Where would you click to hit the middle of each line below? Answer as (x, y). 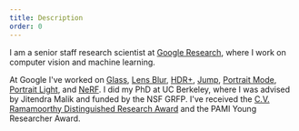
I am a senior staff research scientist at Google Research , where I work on (148, 52)
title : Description (46, 18)
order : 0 (26, 26)
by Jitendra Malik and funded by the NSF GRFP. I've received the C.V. (140, 99)
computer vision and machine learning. (83, 62)
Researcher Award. (45, 118)
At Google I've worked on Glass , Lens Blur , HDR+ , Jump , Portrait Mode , (143, 79)
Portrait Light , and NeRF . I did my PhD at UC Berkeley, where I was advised (150, 89)
